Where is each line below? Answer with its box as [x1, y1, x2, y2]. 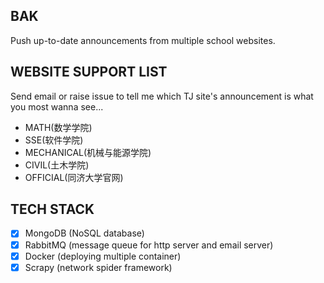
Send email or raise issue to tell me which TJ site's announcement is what [10, 90, 314, 102]
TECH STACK [10, 201, 95, 218]
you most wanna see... [10, 100, 104, 113]
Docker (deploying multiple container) [24, 250, 182, 262]
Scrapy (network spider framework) [24, 261, 173, 273]
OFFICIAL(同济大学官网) [24, 171, 124, 183]
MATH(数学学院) [24, 121, 93, 133]
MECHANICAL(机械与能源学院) [24, 146, 152, 158]
